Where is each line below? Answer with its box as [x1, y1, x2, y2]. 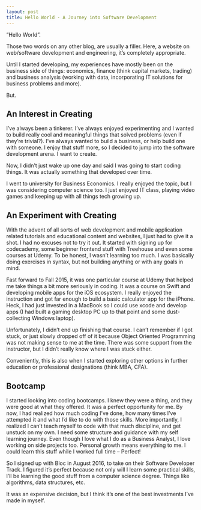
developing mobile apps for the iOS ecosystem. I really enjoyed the [6, 289, 172, 296]
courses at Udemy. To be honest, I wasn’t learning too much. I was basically [6, 252, 194, 259]
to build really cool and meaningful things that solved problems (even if [6, 131, 182, 138]
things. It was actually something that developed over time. [6, 168, 152, 176]
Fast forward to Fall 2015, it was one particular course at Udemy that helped [6, 276, 194, 283]
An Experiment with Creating [6, 210, 117, 220]
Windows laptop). [32, 315, 76, 322]
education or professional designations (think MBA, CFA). [6, 363, 148, 370]
